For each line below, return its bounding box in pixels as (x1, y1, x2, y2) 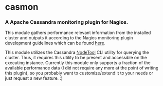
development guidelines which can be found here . (5, 40, 106, 46)
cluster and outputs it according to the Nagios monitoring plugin (5, 35, 133, 41)
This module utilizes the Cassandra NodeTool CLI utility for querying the (5, 50, 149, 55)
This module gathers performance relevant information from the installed (5, 30, 151, 35)
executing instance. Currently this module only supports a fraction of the (5, 60, 151, 66)
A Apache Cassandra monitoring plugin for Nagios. (5, 19, 128, 26)
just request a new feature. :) (5, 75, 63, 81)
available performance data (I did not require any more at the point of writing (5, 65, 159, 71)
